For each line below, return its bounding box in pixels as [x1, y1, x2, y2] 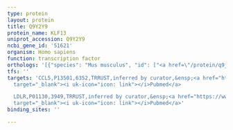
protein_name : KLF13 [7, 29, 67, 37]
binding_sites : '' [7, 106, 60, 113]
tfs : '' [7, 68, 30, 75]
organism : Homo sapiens [7, 49, 76, 56]
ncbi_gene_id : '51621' [7, 42, 73, 49]
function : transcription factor [7, 55, 101, 62]
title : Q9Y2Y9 [7, 23, 49, 30]
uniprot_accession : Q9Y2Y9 [7, 36, 85, 43]
